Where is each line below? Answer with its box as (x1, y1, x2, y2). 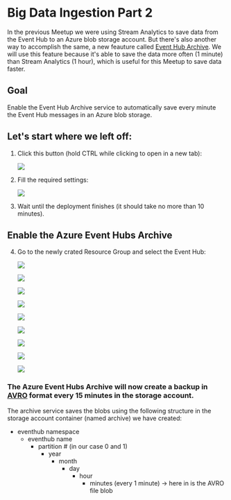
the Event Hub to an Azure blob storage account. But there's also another (7, 35, 217, 43)
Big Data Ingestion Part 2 (7, 5, 153, 21)
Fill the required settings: (17, 175, 89, 184)
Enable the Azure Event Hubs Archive (7, 229, 173, 241)
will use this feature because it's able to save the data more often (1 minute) (7, 50, 223, 58)
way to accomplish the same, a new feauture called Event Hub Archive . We (7, 42, 222, 51)
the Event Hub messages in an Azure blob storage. (7, 110, 153, 119)
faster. (7, 64, 26, 73)
